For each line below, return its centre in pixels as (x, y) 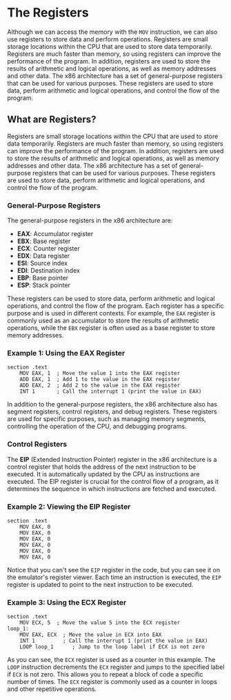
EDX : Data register (43, 256)
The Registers (48, 13)
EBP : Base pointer (43, 278)
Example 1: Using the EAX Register (66, 353)
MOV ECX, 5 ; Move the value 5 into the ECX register (100, 623)
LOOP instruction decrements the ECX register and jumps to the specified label (116, 667)
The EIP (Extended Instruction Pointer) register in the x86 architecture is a (112, 459)
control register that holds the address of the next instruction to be (102, 467)
